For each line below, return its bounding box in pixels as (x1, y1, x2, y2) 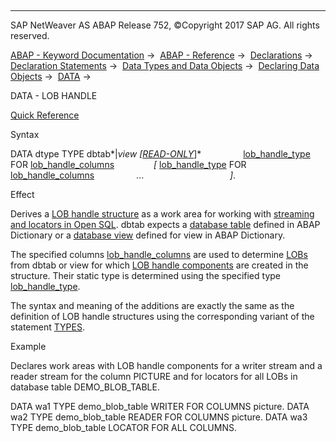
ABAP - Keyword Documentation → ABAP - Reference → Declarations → (10, 49, 313, 61)
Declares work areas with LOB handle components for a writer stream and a (10, 360, 323, 371)
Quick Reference (10, 109, 80, 121)
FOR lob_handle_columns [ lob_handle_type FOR (10, 159, 247, 170)
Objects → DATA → (10, 71, 92, 82)
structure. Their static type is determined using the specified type (10, 270, 281, 281)
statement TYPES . (10, 321, 85, 333)
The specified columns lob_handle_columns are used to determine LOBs (10, 249, 308, 260)
